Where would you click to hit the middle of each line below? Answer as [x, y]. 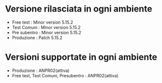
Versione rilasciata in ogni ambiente [79, 9]
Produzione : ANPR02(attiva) [41, 70]
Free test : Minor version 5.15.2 [43, 22]
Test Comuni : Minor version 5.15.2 [46, 27]
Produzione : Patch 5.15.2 [37, 38]
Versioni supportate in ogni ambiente [81, 57]
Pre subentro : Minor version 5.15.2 [46, 32]
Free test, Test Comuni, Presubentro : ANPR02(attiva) [65, 75]
